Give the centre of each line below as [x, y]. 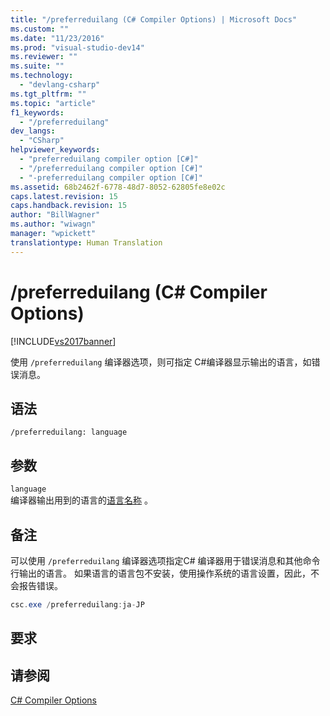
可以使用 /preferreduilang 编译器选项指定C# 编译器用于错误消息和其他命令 [165, 560]
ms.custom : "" [40, 29]
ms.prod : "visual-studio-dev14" [77, 47]
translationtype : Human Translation [86, 242]
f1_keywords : [37, 112]
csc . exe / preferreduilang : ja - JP [77, 605]
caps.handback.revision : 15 [69, 206]
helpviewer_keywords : [55, 150]
